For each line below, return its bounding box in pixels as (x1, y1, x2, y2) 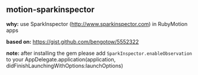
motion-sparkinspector (6, 5, 95, 15)
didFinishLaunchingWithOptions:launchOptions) (6, 62, 124, 69)
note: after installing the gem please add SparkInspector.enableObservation (6, 50, 192, 57)
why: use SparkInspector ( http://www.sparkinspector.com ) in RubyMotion (6, 20, 188, 27)
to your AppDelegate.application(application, (6, 56, 116, 63)
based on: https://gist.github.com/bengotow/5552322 (6, 38, 139, 45)
